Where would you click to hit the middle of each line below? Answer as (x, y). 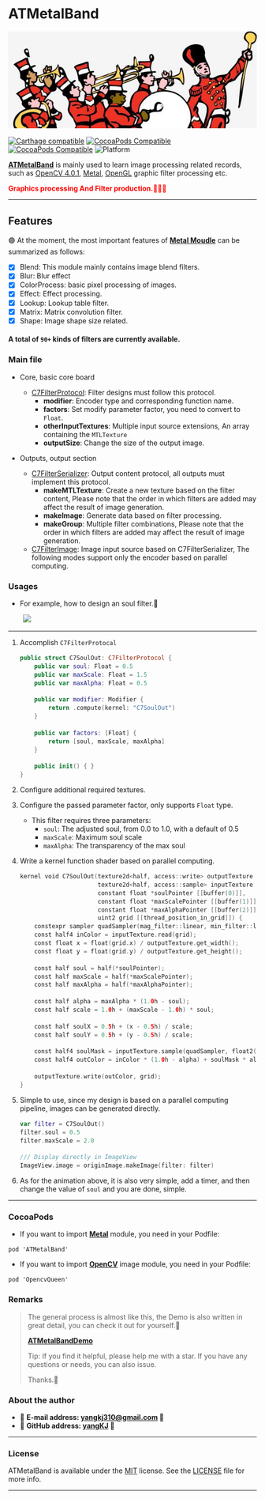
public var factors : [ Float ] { (86, 733)
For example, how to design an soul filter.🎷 (89, 603)
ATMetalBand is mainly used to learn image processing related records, (125, 165)
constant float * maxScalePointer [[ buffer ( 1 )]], (179, 901)
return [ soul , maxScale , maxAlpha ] (107, 741)
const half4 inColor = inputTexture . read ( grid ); (116, 935)
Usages (23, 586)
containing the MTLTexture (85, 434)
